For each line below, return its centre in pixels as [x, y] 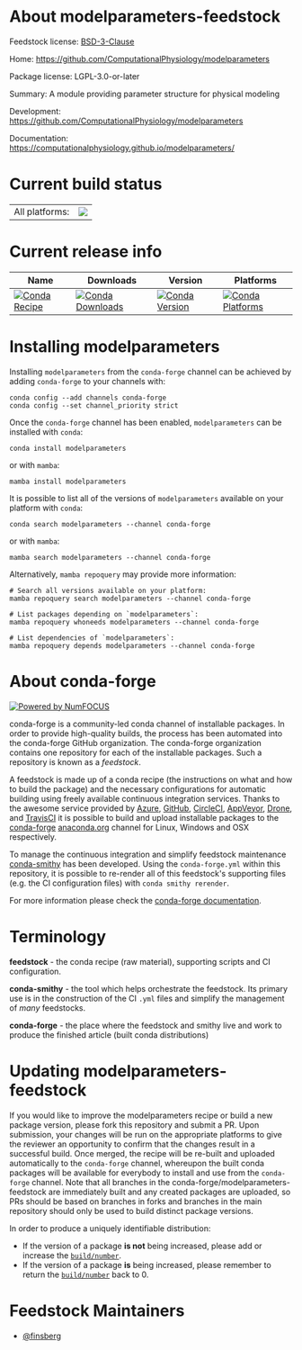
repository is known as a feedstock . [75, 761]
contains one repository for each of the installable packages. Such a [136, 752]
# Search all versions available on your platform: [108, 590]
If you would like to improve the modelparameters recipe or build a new [141, 1115]
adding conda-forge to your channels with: [88, 381]
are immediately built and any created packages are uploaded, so [169, 1192]
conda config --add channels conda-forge [88, 398]
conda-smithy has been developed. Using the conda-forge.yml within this [145, 864]
